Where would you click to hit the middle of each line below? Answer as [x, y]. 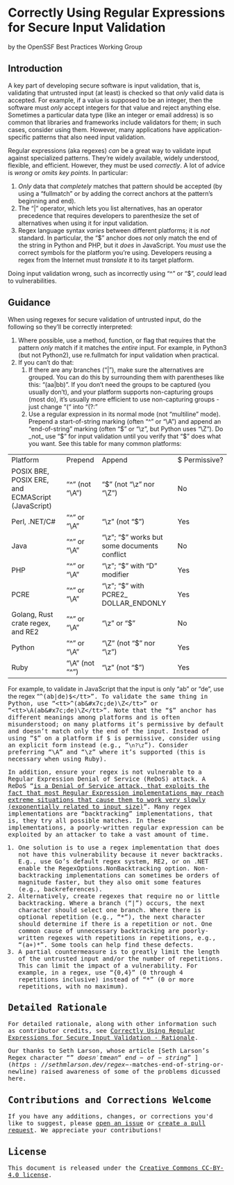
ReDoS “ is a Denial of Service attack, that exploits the [109, 786]
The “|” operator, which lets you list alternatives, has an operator [110, 208]
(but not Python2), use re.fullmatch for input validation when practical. [118, 355]
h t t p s [21, 1065]
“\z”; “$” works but [132, 537]
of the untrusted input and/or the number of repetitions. [120, 959]
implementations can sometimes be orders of [143, 875]
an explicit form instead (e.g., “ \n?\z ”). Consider [98, 745]
